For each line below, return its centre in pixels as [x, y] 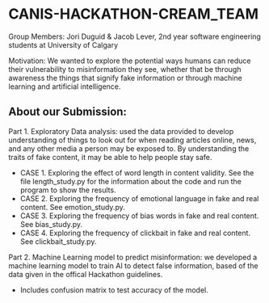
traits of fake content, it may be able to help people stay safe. [110, 157]
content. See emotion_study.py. [72, 207]
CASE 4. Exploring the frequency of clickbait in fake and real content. [135, 233]
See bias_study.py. [51, 224]
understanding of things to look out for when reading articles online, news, [132, 140]
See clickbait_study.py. [58, 241]
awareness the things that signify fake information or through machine [125, 78]
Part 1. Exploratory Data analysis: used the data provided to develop [121, 131]
